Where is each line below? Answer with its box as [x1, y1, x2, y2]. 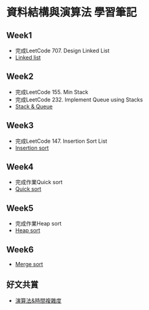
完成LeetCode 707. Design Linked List [15, 47, 110, 54]
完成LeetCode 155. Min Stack [15, 88, 89, 95]
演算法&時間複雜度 [15, 297, 62, 304]
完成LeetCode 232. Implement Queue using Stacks [15, 95, 143, 103]
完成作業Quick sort [15, 179, 63, 186]
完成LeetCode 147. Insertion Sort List [15, 137, 108, 145]
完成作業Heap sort [15, 220, 62, 227]
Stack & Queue [15, 103, 53, 110]
